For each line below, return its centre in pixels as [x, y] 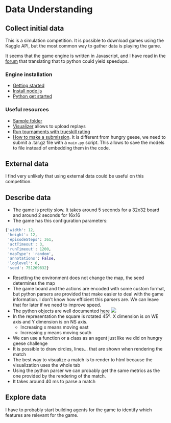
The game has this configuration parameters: [60, 221]
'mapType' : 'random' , [30, 254]
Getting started [29, 86]
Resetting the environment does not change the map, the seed [78, 278]
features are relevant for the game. [42, 415]
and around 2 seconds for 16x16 [46, 215]
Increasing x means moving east [54, 327]
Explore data [26, 397]
